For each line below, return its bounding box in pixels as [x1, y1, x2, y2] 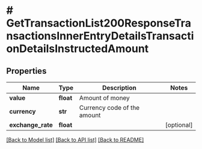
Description [102, 84, 136, 92]
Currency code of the [79, 103, 140, 112]
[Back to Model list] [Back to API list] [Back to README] [6, 136, 144, 143]
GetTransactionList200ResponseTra [6, 16, 191, 30]
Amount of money [79, 94, 130, 102]
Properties [6, 65, 47, 76]
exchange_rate [9, 121, 53, 129]
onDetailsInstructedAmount [6, 42, 149, 56]
